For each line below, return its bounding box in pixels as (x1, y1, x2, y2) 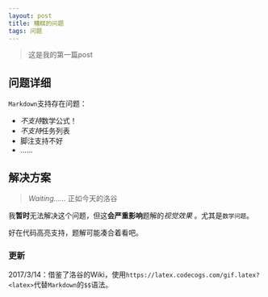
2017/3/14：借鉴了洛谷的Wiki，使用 (8, 270, 127, 279)
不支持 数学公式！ (19, 116, 77, 126)
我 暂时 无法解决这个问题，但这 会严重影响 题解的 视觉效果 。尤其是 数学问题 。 (8, 211, 254, 220)
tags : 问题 (8, 27, 43, 35)
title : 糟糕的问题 (8, 19, 65, 27)
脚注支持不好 (19, 136, 63, 146)
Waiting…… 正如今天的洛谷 (27, 194, 118, 203)
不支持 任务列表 (19, 126, 70, 136)
